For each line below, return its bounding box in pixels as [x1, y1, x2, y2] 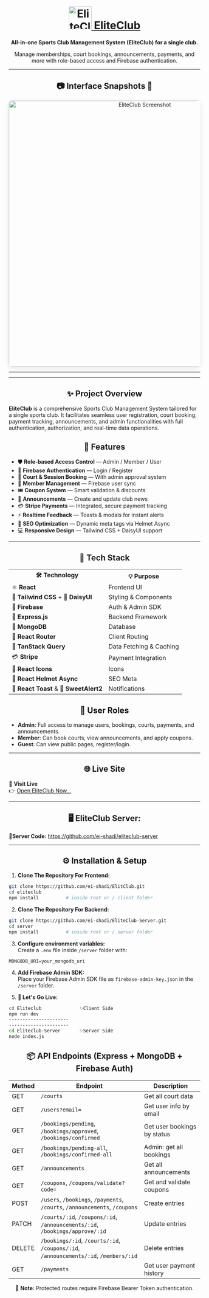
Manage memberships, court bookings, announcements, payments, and [14, 50, 195, 58]
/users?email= [41, 1106, 81, 1113]
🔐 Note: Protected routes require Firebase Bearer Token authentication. [15, 1284, 194, 1291]
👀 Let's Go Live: [17, 994, 58, 1001]
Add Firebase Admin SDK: [17, 969, 84, 976]
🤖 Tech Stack [79, 552, 130, 563]
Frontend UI [108, 583, 142, 592]
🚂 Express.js [12, 613, 49, 621]
